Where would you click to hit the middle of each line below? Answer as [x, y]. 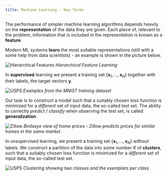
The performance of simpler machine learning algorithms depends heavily [82, 24]
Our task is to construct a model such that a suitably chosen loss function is [83, 100]
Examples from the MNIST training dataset [67, 91]
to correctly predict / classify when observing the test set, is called [74, 111]
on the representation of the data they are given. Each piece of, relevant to [83, 29]
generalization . [21, 116]
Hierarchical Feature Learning [87, 65]
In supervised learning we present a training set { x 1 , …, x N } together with [80, 75]
